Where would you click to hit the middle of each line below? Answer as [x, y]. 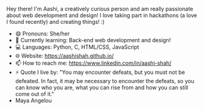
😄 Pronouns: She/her [42, 34]
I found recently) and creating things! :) [56, 22]
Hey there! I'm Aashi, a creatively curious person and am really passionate [100, 9]
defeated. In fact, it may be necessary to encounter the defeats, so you [105, 81]
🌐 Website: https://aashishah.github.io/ [65, 56]
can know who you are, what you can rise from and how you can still [102, 87]
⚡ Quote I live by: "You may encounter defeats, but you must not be [100, 72]
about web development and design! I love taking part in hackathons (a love [102, 15]
